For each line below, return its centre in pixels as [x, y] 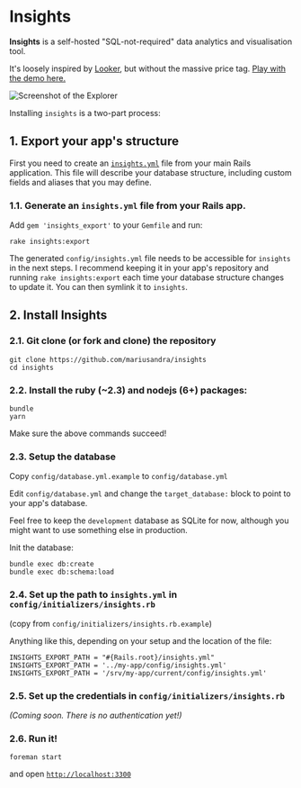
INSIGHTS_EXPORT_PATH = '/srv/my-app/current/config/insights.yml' [138, 673]
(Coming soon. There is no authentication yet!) [96, 715]
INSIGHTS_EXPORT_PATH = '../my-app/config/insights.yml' [118, 665]
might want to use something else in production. [99, 530]
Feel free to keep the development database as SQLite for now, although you [149, 521]
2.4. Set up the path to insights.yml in [93, 594]
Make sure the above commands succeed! [88, 433]
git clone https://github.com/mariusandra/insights [108, 359]
